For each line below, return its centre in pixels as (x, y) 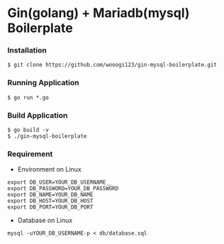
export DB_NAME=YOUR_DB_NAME (50, 195)
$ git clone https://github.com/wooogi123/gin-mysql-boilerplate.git (112, 65)
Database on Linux (45, 221)
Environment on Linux (49, 170)
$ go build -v (28, 130)
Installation (27, 50)
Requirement (30, 154)
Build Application (38, 115)
